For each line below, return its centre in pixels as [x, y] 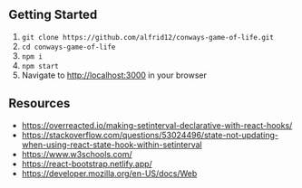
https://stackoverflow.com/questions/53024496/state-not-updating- [150, 135]
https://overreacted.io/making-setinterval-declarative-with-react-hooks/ [157, 125]
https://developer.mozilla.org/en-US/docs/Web [109, 173]
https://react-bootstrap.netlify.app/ [87, 164]
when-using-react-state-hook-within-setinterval [112, 145]
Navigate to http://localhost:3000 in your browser [114, 75]
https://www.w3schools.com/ [77, 154]
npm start [40, 66]
